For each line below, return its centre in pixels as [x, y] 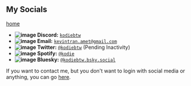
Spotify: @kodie [56, 53]
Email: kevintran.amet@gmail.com [77, 41]
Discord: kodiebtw [59, 35]
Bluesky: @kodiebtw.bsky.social [76, 59]
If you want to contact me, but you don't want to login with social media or [96, 71]
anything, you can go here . [39, 77]
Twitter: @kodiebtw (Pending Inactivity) [84, 47]
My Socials [27, 10]
